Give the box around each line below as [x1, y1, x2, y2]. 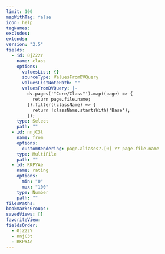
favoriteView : [6, 217, 41, 223]
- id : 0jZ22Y [11, 52, 44, 58]
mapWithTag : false [6, 14, 51, 20]
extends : [6, 36, 28, 42]
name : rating [16, 167, 49, 174]
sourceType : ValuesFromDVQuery [21, 74, 99, 80]
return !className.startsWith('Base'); [32, 107, 131, 113]
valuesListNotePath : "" [21, 80, 81, 86]
